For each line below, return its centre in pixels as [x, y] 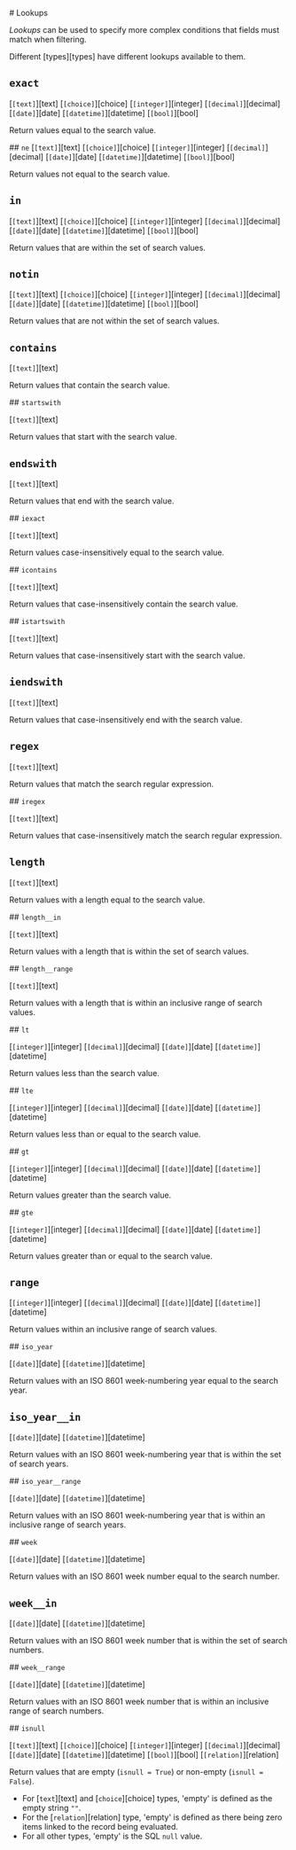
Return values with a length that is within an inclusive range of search [136, 1003]
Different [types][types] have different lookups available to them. [128, 56]
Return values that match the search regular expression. [112, 784]
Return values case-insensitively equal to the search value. [117, 552]
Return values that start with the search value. [93, 437]
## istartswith [37, 621]
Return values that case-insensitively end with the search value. [126, 719]
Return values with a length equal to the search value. [107, 900]
